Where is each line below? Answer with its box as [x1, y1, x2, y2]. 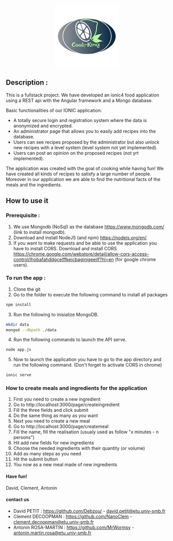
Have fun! [6, 473, 27, 479]
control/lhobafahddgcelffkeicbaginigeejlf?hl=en [13, 256, 114, 263]
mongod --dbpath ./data [6, 327, 57, 332]
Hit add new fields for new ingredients [13, 440, 94, 446]
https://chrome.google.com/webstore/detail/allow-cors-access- [13, 251, 149, 257]
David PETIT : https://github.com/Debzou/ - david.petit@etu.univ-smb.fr [13, 508, 166, 514]
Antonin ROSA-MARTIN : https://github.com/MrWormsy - [13, 524, 134, 530]
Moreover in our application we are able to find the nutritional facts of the [6, 176, 161, 182]
